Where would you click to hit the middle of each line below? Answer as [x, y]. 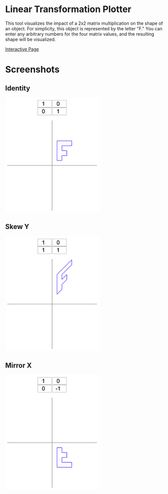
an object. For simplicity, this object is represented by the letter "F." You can [84, 28]
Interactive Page [22, 49]
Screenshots [32, 70]
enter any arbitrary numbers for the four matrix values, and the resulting [80, 34]
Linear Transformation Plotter [68, 9]
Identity [18, 88]
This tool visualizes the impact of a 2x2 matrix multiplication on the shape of [84, 23]
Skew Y [17, 227]
